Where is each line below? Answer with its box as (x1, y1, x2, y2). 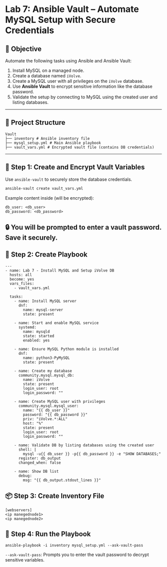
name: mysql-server (23, 307, 64, 312)
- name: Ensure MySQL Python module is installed (14, 346, 119, 351)
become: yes (9, 277, 35, 282)
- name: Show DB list (14, 469, 59, 474)
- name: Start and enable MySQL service (14, 320, 99, 325)
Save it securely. (5, 233, 58, 242)
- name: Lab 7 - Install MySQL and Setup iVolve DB (5, 268, 114, 273)
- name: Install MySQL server (14, 298, 77, 303)
